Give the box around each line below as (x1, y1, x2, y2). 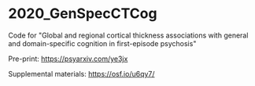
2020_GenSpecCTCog (8, 5, 157, 23)
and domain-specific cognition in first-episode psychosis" (8, 38, 197, 48)
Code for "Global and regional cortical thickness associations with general (8, 30, 249, 40)
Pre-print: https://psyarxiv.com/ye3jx (8, 54, 128, 63)
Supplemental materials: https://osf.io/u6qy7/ (8, 69, 155, 78)
